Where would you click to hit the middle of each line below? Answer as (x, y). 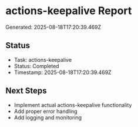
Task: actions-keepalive (43, 59)
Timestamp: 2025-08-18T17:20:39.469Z (63, 72)
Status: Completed (36, 66)
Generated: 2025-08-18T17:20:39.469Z (53, 27)
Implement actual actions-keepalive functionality (73, 105)
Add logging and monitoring (48, 117)
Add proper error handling (46, 111)
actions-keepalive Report (69, 11)
